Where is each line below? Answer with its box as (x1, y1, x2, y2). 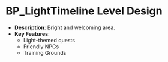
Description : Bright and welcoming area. (14, 24, 115, 31)
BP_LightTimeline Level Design (5, 4, 163, 18)
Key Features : (14, 30, 50, 37)
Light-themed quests (23, 36, 76, 44)
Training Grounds (23, 49, 67, 56)
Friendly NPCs (23, 43, 59, 50)
